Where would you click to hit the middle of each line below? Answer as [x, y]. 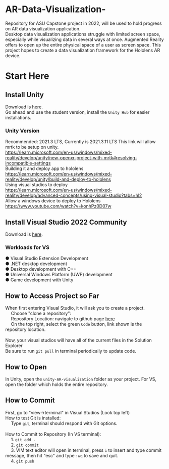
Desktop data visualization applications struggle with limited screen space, [83, 34]
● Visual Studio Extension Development [47, 259]
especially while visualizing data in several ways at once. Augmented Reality [84, 39]
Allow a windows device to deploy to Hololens [53, 201]
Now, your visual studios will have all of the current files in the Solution [79, 340]
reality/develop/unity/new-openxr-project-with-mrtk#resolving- [71, 158]
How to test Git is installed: [33, 418]
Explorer [14, 346]
